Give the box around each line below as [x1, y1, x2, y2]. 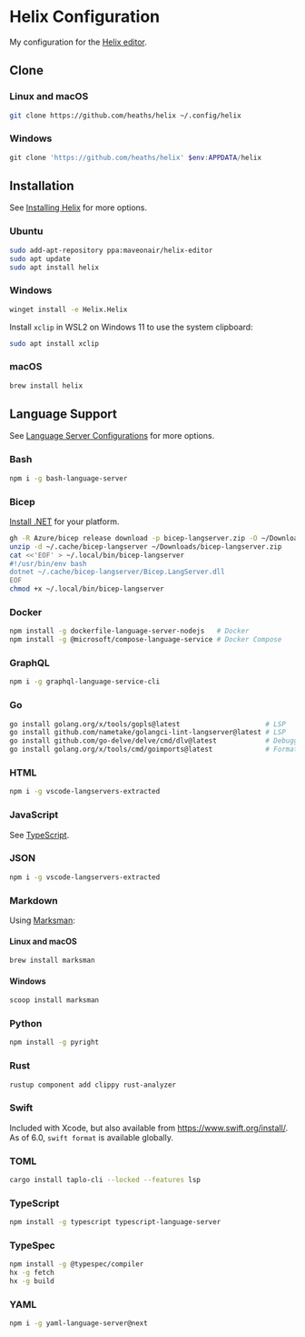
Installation [9, 178, 74, 194]
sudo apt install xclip [9, 339, 100, 348]
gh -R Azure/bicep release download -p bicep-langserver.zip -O [9, 533, 258, 542]
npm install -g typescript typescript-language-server [9, 1218, 221, 1227]
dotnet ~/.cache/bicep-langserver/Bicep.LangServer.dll [9, 567, 225, 577]
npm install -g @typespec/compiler [9, 1260, 144, 1269]
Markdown [9, 894, 58, 907]
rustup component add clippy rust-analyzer [9, 1080, 177, 1089]
